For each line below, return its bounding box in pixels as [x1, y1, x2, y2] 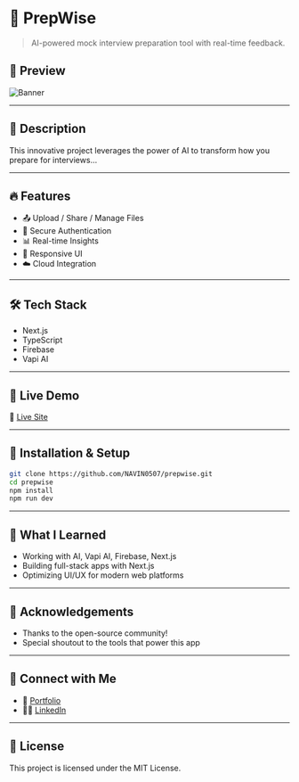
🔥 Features [9, 188, 71, 203]
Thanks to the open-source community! [21, 628, 168, 638]
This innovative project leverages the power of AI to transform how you [9, 144, 270, 155]
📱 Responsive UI [21, 249, 83, 259]
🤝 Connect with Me [9, 671, 117, 687]
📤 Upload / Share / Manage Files [21, 213, 144, 224]
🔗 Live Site [9, 412, 49, 422]
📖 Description [9, 121, 86, 136]
